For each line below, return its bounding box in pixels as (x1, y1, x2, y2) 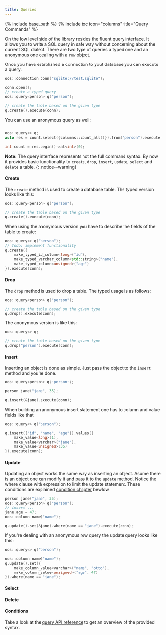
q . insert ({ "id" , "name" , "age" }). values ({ (5, 430, 94, 436)
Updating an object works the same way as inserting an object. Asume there (5, 471, 161, 477)
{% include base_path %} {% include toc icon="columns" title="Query (5, 21, 148, 27)
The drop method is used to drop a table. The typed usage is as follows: (5, 288, 151, 294)
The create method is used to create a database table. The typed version (5, 186, 154, 192)
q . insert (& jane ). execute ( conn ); (5, 397, 72, 402)
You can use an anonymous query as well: (5, 117, 91, 123)
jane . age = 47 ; (5, 509, 37, 515)
